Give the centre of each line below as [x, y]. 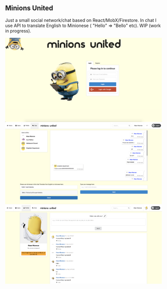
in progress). [18, 31]
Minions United [29, 8]
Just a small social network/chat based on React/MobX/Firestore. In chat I [81, 20]
